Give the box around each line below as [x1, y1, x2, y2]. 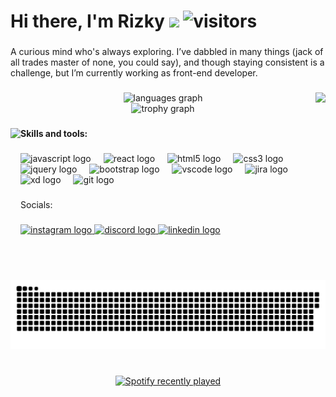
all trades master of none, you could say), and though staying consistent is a [10, 56, 325, 69]
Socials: [20, 198, 53, 210]
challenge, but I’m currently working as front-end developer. [10, 67, 258, 79]
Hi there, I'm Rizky [10, 10, 165, 33]
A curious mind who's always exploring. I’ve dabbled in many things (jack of [10, 46, 324, 58]
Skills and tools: [20, 127, 88, 139]
